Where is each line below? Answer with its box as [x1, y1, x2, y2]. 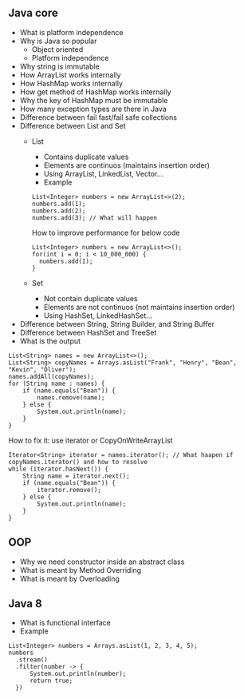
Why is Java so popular [19, 36, 97, 46]
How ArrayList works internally [19, 70, 121, 79]
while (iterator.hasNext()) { [8, 465, 109, 473]
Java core [8, 6, 58, 20]
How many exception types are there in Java [19, 104, 167, 113]
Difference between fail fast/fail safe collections [19, 112, 178, 122]
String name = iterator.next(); [22, 471, 130, 480]
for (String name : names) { [8, 379, 105, 387]
